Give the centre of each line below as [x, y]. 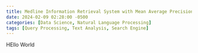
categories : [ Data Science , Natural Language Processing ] [79, 22]
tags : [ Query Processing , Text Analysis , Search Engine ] [77, 28]
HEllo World [20, 45]
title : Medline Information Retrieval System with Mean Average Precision [100, 11]
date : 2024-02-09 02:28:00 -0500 [47, 17]
